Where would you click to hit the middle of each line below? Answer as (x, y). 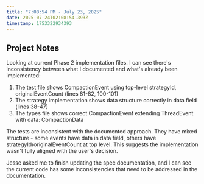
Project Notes (33, 48)
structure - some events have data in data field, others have (81, 138)
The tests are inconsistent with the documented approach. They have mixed (102, 132)
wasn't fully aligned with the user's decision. (62, 151)
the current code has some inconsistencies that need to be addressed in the (102, 169)
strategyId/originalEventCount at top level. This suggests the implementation (102, 144)
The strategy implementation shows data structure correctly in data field (106, 101)
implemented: (23, 76)
